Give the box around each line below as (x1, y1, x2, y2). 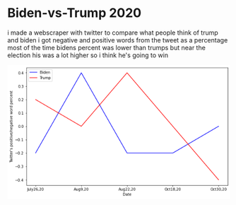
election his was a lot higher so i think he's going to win (7, 51, 168, 59)
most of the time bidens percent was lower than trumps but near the (7, 43, 206, 52)
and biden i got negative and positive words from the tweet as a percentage (7, 35, 228, 44)
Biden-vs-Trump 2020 (7, 5, 142, 21)
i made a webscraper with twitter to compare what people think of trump (7, 28, 219, 37)
